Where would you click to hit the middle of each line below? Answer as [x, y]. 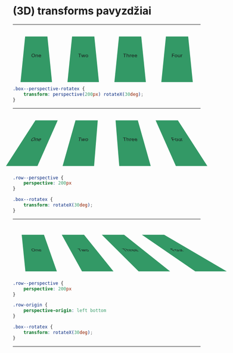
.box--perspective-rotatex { [49, 89]
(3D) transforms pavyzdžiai [82, 11]
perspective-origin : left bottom [65, 311]
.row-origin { [30, 305]
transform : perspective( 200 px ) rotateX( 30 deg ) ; [83, 94]
